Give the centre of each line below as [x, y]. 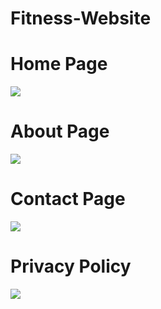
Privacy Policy [71, 266]
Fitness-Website [81, 18]
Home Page [59, 64]
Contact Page [68, 199]
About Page [60, 131]
